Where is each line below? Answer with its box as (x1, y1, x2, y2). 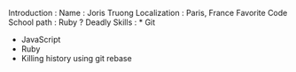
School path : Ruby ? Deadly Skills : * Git (8, 17, 156, 28)
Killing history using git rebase (20, 53, 132, 63)
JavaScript (20, 35, 61, 44)
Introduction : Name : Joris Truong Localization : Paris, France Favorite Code (8, 8, 288, 18)
